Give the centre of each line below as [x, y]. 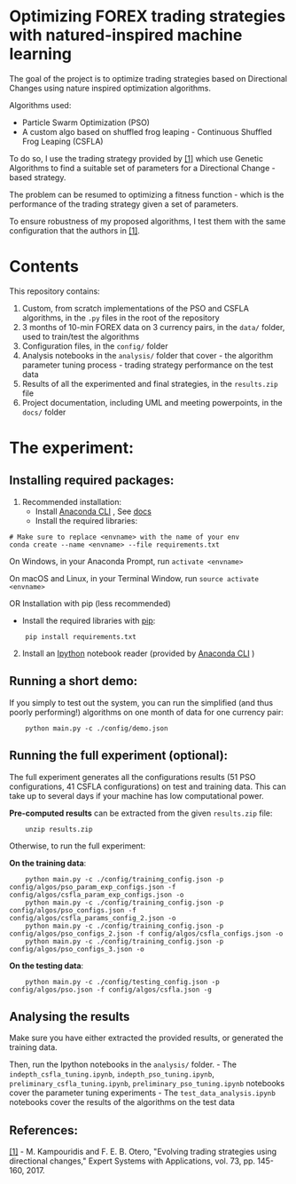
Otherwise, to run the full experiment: [78, 846]
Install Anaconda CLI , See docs [93, 511]
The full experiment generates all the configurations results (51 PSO [132, 777]
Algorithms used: [40, 105]
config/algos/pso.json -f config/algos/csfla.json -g [111, 990]
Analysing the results [70, 1017]
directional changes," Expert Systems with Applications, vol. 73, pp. [132, 1161]
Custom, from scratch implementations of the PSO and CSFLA [136, 308]
